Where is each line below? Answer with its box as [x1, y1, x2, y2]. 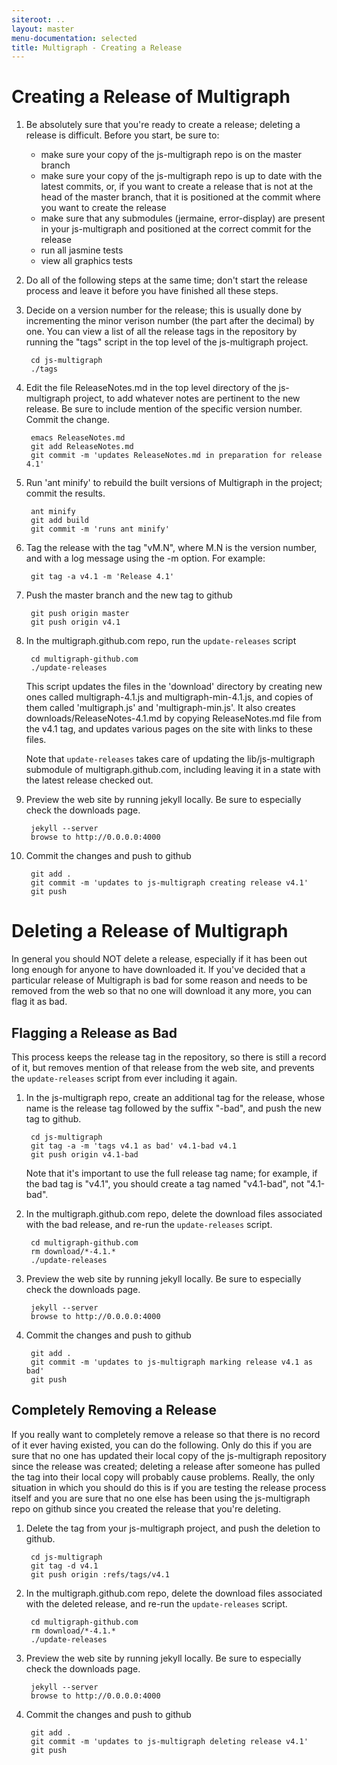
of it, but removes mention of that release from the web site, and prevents [11, 1061, 315, 1073]
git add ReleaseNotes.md [30, 442, 134, 452]
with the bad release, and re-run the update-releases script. [25, 1218, 273, 1230]
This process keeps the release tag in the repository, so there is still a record [11, 1051, 327, 1063]
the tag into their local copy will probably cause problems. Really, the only [11, 1471, 316, 1483]
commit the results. [25, 487, 106, 500]
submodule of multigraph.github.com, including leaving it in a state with [25, 764, 321, 776]
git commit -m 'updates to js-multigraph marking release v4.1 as [30, 1357, 313, 1367]
